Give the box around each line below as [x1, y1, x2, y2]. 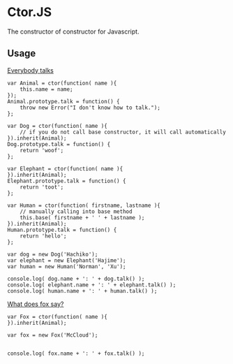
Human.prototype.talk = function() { [7, 226, 117, 233]
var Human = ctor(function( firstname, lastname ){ [7, 202, 160, 209]
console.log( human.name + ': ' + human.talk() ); [7, 287, 158, 294]
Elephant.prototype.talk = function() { [7, 177, 127, 184]
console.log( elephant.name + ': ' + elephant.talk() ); [7, 281, 176, 289]
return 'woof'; [20, 147, 64, 154]
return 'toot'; [20, 183, 64, 191]
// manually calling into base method [20, 208, 133, 215]
